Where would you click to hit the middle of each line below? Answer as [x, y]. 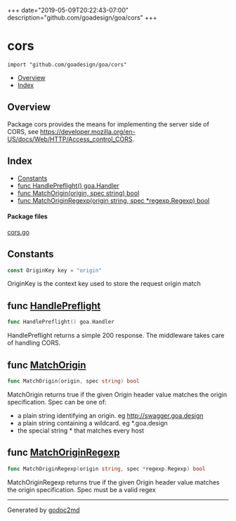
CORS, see [23, 131]
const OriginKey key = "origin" [54, 270]
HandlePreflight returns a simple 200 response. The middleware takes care [116, 336]
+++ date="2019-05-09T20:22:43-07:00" [68, 10]
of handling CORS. [34, 343]
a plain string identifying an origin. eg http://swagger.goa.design [110, 415]
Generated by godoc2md [44, 510]
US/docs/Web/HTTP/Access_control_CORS [70, 139]
